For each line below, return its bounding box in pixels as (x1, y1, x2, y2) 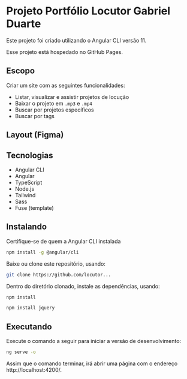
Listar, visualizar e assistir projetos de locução (14, 93, 129, 100)
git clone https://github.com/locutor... (6, 272, 111, 278)
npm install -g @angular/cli (6, 249, 79, 255)
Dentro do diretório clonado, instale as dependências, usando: (6, 282, 160, 290)
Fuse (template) (14, 204, 54, 211)
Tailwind (14, 191, 36, 198)
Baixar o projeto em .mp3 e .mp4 (14, 100, 93, 107)
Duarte (6, 17, 41, 31)
